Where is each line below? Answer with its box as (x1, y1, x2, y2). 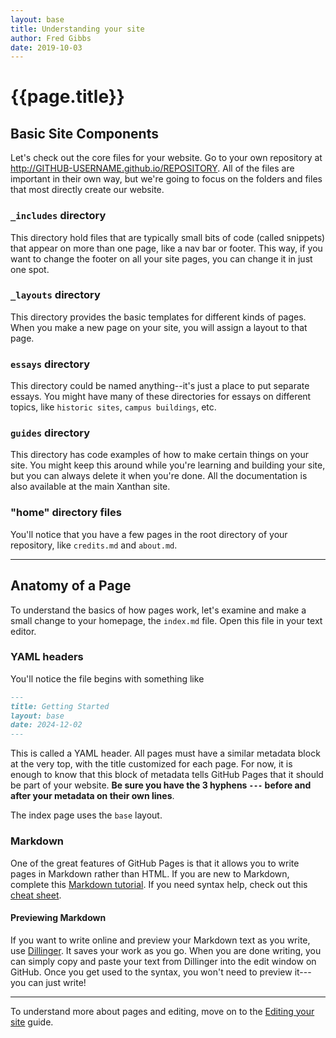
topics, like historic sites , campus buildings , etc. (10, 401, 217, 413)
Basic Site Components (10, 125, 159, 142)
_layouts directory (10, 288, 101, 302)
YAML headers (10, 650, 84, 664)
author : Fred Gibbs (10, 33, 92, 43)
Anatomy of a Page (10, 577, 132, 595)
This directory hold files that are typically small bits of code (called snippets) (10, 231, 326, 243)
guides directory (10, 426, 91, 440)
